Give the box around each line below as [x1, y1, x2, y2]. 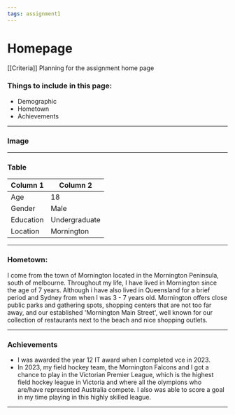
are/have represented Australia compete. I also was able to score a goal [17, 386, 225, 394]
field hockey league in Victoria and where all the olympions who [17, 378, 202, 386]
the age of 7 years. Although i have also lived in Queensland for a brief [7, 285, 211, 294]
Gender [10, 204, 36, 214]
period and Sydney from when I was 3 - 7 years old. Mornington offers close [7, 293, 227, 301]
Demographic [17, 97, 57, 105]
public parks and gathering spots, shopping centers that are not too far [7, 301, 212, 309]
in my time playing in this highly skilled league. [17, 393, 152, 402]
